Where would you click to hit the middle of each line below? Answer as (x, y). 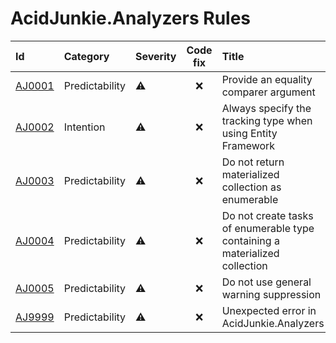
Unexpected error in (269, 310)
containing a (250, 240)
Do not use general (266, 282)
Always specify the (266, 108)
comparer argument (268, 92)
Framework (248, 145)
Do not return (253, 162)
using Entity (249, 133)
